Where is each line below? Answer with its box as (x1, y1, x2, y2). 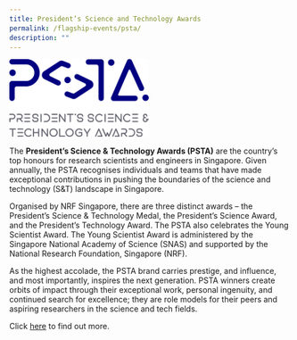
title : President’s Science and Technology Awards (9, 14, 202, 23)
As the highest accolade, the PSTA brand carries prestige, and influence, (9, 265, 276, 276)
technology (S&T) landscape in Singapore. (9, 183, 165, 194)
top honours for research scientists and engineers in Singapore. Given (9, 154, 268, 165)
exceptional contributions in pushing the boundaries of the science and (9, 174, 271, 185)
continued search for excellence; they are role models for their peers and (9, 294, 278, 304)
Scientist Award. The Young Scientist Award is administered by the (9, 228, 254, 240)
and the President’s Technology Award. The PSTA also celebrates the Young (9, 220, 289, 230)
